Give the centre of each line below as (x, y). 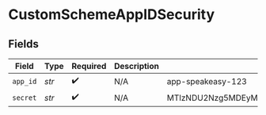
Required (89, 66)
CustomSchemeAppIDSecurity (112, 15)
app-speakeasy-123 (207, 81)
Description (137, 66)
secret (25, 98)
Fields (24, 44)
